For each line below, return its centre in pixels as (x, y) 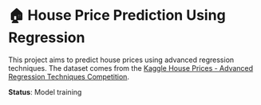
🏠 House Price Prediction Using (117, 16)
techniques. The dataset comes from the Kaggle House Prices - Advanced (131, 68)
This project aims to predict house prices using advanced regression (121, 60)
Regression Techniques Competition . (69, 76)
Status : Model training (45, 91)
